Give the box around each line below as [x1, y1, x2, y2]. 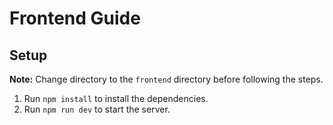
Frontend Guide [9, 7, 141, 30]
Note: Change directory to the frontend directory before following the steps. [9, 73, 324, 85]
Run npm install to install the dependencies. [23, 93, 209, 104]
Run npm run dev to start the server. [23, 103, 171, 115]
